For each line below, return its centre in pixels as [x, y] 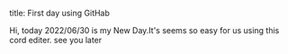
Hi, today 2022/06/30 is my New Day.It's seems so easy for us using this [144, 30]
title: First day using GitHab [60, 13]
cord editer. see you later [56, 40]
